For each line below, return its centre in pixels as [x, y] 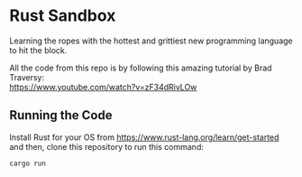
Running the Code [61, 115]
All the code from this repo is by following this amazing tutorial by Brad [141, 68]
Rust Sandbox [63, 16]
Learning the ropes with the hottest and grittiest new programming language [151, 41]
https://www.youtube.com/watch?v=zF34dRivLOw [103, 87]
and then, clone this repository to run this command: [107, 146]
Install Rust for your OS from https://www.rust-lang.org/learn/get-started [144, 137]
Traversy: [27, 77]
